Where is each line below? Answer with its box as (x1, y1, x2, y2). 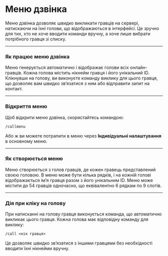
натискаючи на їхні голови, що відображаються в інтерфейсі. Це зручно (5, 25, 159, 31)
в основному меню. (5, 138, 47, 144)
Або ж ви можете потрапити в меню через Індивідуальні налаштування (5, 132, 161, 138)
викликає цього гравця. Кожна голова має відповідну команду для (5, 216, 148, 222)
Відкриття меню (5, 103, 47, 110)
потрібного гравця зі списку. (5, 36, 66, 42)
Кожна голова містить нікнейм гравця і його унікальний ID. (23, 70, 150, 76)
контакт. (5, 86, 23, 92)
